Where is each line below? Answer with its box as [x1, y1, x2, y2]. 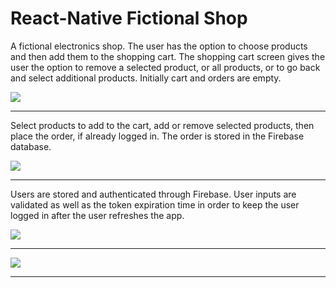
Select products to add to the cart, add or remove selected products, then [10, 119, 315, 131]
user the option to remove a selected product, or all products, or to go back [10, 61, 321, 73]
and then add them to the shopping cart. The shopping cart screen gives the [10, 50, 326, 62]
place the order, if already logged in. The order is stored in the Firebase [10, 130, 305, 142]
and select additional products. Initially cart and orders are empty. [10, 72, 282, 84]
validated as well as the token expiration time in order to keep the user [10, 198, 300, 211]
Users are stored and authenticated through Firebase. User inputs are [10, 188, 297, 200]
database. [10, 140, 52, 152]
